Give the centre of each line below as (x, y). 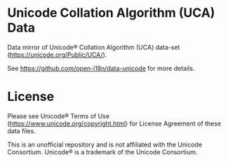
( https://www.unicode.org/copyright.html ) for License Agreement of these (114, 123)
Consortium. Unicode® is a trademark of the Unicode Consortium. (102, 151)
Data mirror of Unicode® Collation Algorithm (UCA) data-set (94, 47)
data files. (22, 130)
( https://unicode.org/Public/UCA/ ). (57, 55)
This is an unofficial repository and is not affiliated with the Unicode (105, 144)
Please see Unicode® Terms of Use (59, 116)
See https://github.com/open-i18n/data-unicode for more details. (101, 68)
